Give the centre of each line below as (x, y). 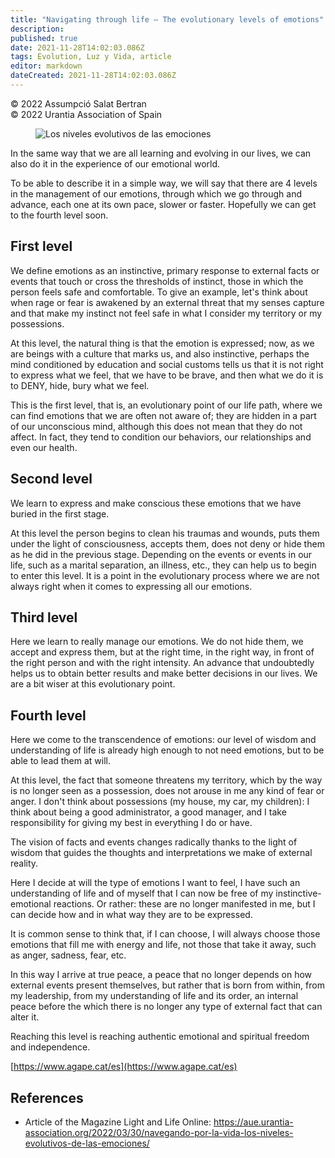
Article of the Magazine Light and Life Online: (118, 1122)
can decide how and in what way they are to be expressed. (131, 915)
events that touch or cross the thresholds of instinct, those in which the (157, 281)
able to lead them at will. (61, 761)
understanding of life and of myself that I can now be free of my (142, 893)
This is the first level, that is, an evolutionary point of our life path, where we (166, 405)
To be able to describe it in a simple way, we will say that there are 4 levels (164, 183)
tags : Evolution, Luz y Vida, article (91, 57)
